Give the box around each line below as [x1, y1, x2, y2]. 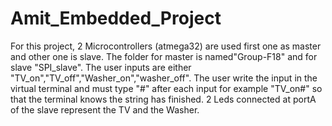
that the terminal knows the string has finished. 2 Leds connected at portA [10, 93, 317, 105]
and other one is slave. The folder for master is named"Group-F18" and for [10, 50, 318, 62]
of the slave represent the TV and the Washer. [10, 103, 200, 116]
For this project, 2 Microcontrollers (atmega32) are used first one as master [10, 40, 322, 52]
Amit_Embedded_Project [10, 7, 222, 30]
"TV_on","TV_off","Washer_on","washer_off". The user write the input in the [10, 72, 318, 84]
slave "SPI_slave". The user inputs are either [10, 61, 192, 73]
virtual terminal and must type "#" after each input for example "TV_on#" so [10, 82, 323, 94]
